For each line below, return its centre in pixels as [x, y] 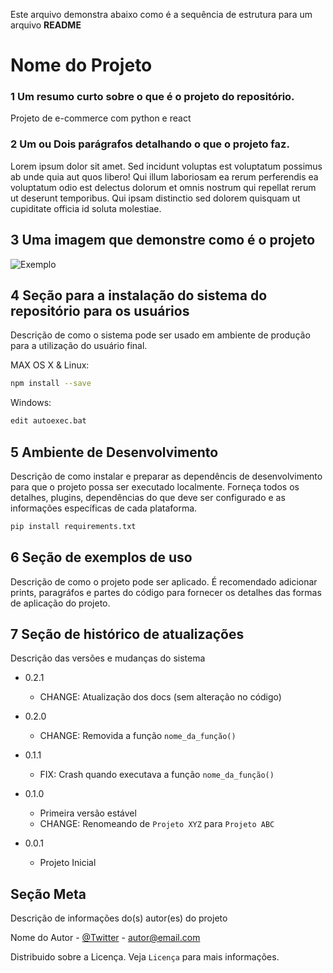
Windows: [31, 403]
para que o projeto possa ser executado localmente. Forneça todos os [155, 486]
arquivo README [46, 25]
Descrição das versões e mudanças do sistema [108, 658]
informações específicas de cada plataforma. [104, 508]
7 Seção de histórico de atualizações [127, 634]
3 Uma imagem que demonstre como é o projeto [163, 240]
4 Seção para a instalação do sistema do [139, 295]
